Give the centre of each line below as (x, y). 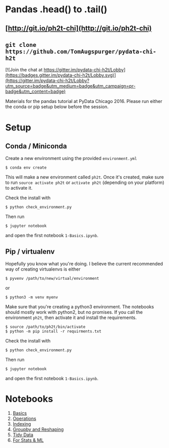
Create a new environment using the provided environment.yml (71, 159)
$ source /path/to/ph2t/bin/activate (45, 327)
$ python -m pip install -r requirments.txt (53, 332)
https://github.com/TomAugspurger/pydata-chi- (81, 51)
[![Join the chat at (24, 70)
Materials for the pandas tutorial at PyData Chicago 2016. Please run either (84, 101)
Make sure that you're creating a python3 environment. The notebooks (80, 307)
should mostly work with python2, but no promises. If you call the (74, 312)
